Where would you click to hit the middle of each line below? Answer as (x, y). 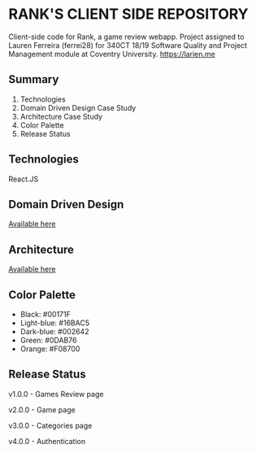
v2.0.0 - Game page (42, 409)
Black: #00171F (45, 314)
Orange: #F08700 (50, 349)
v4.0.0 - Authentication (47, 441)
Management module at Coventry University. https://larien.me (112, 54)
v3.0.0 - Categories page (50, 425)
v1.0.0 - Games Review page (56, 394)
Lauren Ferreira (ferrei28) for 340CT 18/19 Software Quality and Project (128, 45)
